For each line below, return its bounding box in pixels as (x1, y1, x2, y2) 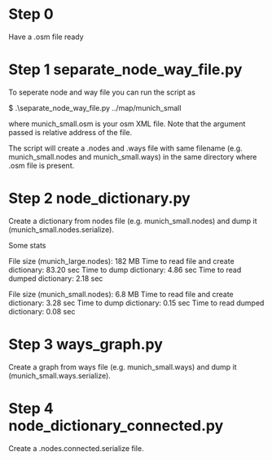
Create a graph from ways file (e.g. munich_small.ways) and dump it (8, 361, 238, 371)
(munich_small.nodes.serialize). (8, 225, 114, 234)
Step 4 (8, 399, 55, 418)
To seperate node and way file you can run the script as (8, 87, 195, 97)
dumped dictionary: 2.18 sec (8, 274, 103, 283)
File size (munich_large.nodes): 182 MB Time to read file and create (8, 256, 235, 265)
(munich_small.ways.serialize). (8, 370, 112, 380)
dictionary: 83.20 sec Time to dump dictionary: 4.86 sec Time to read (8, 265, 242, 274)
